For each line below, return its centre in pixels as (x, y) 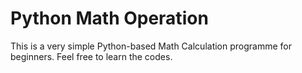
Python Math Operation (109, 18)
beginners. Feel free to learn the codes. (91, 56)
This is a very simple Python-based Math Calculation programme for (151, 46)
